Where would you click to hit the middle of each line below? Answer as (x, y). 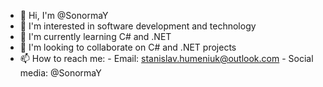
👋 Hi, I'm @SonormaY (64, 15)
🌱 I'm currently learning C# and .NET (95, 36)
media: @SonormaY (60, 73)
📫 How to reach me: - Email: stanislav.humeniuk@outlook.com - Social (166, 58)
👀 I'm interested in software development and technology (138, 26)
